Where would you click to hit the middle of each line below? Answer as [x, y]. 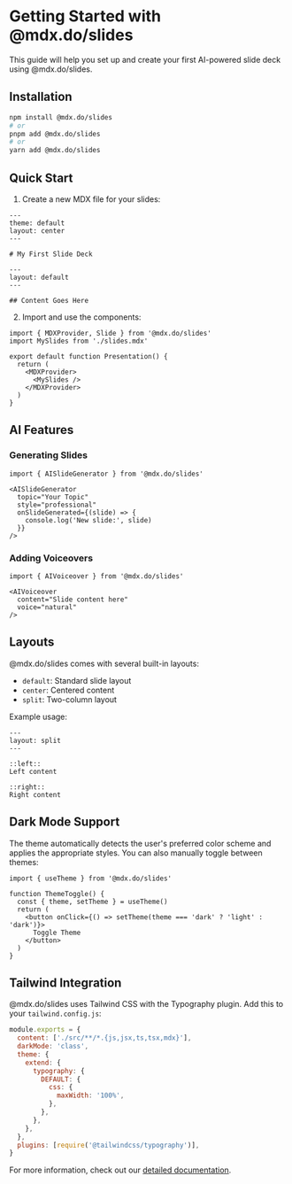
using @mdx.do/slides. [51, 69]
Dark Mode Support [65, 822]
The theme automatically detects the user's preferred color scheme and [140, 843]
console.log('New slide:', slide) [88, 520]
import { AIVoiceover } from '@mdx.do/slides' [96, 576]
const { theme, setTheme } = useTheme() [92, 902]
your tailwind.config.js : [55, 1014]
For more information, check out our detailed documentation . [120, 1170]
